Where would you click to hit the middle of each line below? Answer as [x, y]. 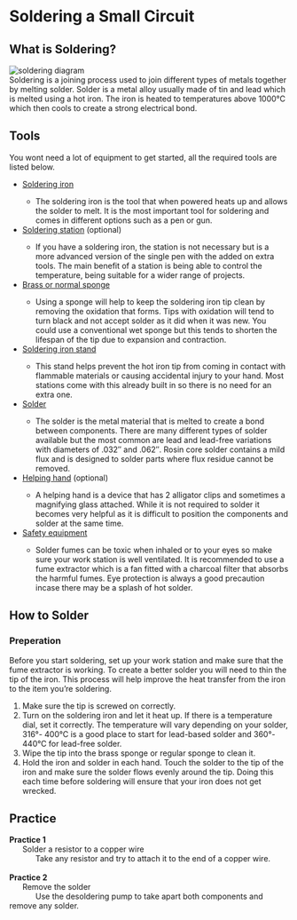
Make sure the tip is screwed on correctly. [98, 706]
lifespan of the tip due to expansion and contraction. [131, 339]
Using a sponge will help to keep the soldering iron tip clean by [150, 301]
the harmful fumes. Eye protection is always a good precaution [150, 578]
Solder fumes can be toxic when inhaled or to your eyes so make [154, 550]
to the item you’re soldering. [61, 688]
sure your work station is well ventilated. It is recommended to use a [160, 559]
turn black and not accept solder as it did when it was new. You [151, 321]
